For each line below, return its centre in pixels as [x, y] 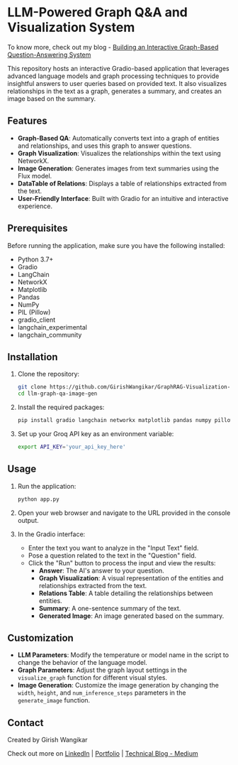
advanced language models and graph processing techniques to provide [113, 76]
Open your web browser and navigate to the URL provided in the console [124, 513]
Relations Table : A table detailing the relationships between [126, 593]
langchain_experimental [52, 327]
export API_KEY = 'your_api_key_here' [72, 447]
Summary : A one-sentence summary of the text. [110, 608]
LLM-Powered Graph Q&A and [97, 12]
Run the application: [47, 486]
